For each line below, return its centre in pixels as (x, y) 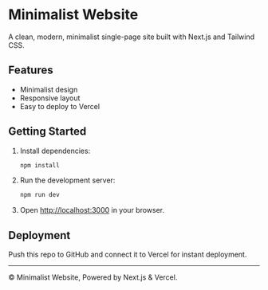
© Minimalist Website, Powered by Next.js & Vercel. (93, 277)
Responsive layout (50, 98)
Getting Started (47, 132)
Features (31, 71)
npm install (39, 165)
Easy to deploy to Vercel (60, 106)
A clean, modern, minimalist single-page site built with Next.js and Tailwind (132, 37)
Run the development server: (67, 180)
